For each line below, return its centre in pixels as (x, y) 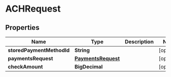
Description (139, 42)
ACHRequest (33, 9)
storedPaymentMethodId (39, 50)
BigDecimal (89, 67)
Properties (22, 28)
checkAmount (25, 67)
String (82, 50)
